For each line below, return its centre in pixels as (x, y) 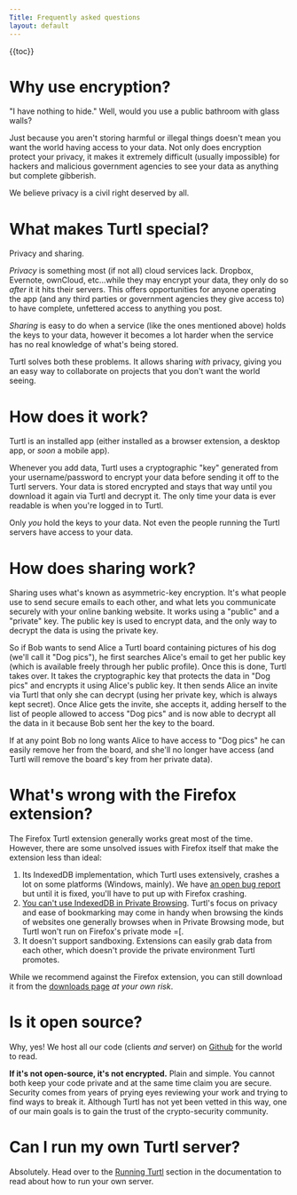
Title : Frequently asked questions (75, 17)
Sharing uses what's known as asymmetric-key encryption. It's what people (148, 593)
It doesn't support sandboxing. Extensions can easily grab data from (147, 941)
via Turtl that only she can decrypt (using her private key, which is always (143, 695)
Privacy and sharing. (47, 253)
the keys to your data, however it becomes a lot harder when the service (141, 335)
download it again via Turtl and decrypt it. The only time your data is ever (143, 496)
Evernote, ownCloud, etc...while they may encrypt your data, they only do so (149, 280)
